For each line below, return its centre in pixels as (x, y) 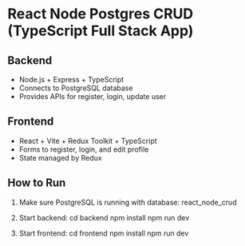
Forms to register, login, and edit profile (84, 149)
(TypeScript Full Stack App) (101, 31)
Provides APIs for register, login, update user (93, 96)
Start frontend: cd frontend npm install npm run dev (104, 233)
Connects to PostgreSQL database (76, 88)
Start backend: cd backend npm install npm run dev (104, 217)
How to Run (37, 183)
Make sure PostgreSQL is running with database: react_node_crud (128, 202)
